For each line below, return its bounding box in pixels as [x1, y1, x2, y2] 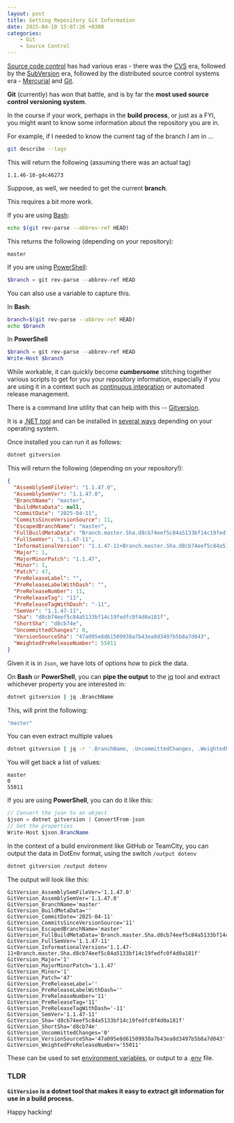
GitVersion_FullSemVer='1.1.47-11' [7, 937, 111, 944]
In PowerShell [7, 335, 48, 343]
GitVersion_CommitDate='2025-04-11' [7, 913, 114, 920]
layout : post [7, 10, 45, 17]
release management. [7, 390, 70, 399]
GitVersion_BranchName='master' [7, 901, 101, 908]
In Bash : [7, 302, 31, 311]
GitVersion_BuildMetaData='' [7, 907, 92, 914]
